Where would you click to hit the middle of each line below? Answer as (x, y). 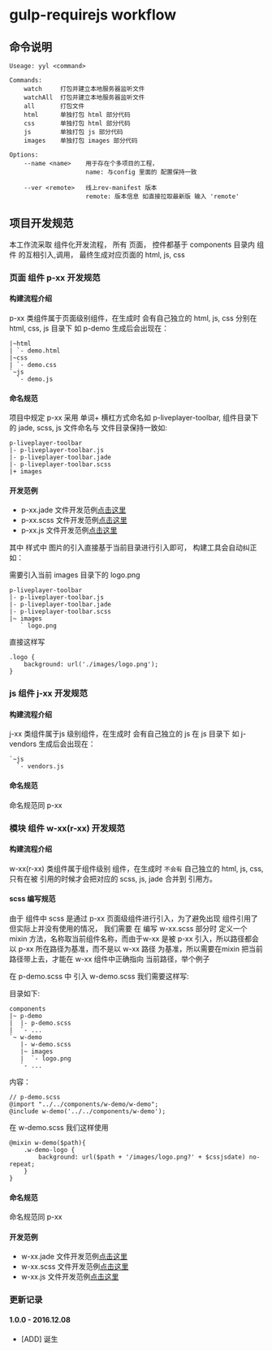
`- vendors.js (40, 766)
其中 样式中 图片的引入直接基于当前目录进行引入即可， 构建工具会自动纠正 (133, 548)
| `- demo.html (35, 351)
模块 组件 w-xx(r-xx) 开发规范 (67, 828)
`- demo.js (35, 379)
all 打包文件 (54, 106)
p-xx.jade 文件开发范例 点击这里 (73, 510)
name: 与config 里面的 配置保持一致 (141, 172)
